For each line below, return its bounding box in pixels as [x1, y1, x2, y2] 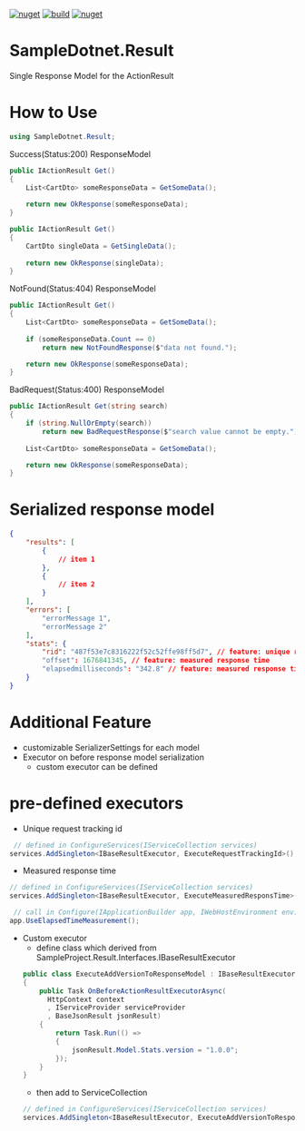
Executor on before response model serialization [22, 752, 204, 762]
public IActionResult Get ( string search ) [9, 402, 169, 411]
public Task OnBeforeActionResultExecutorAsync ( [39, 986, 227, 996]
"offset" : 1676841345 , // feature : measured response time [42, 656, 271, 665]
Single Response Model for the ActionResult [9, 70, 174, 81]
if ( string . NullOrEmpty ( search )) [25, 418, 152, 428]
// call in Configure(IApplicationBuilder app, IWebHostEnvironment [13, 908, 279, 917]
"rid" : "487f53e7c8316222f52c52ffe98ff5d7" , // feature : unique [42, 647, 290, 657]
